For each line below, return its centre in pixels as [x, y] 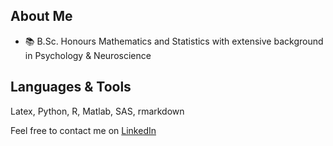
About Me [41, 16]
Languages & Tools [71, 87]
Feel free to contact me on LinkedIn [83, 130]
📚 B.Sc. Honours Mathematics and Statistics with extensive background [174, 41]
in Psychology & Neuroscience [88, 55]
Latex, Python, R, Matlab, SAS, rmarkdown [97, 111]
